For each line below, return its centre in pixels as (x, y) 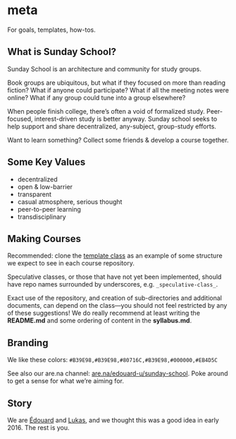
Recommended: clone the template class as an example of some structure (115, 255)
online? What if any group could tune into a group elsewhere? (97, 97)
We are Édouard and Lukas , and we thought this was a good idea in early (113, 420)
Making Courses (44, 239)
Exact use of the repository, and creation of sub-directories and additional (114, 298)
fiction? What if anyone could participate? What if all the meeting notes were (118, 90)
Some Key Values (46, 162)
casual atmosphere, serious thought (70, 202)
